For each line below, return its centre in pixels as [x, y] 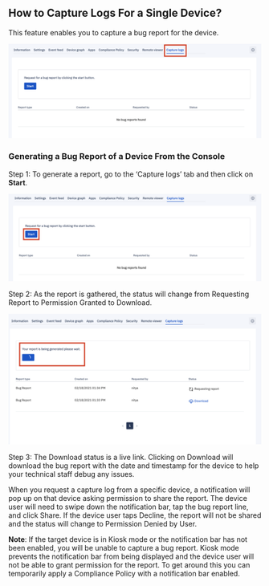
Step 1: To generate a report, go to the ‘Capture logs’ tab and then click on [131, 174]
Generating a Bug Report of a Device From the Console [117, 157]
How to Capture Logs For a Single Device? [115, 13]
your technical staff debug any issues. [71, 474]
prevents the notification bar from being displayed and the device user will [131, 556]
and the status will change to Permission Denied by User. [103, 523]
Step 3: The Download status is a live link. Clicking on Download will [121, 457]
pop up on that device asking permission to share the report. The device [128, 498]
